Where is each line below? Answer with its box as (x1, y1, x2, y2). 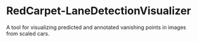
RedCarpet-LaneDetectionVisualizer (6, 4, 192, 18)
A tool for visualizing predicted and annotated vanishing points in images (6, 24, 186, 31)
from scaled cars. (6, 30, 50, 37)
